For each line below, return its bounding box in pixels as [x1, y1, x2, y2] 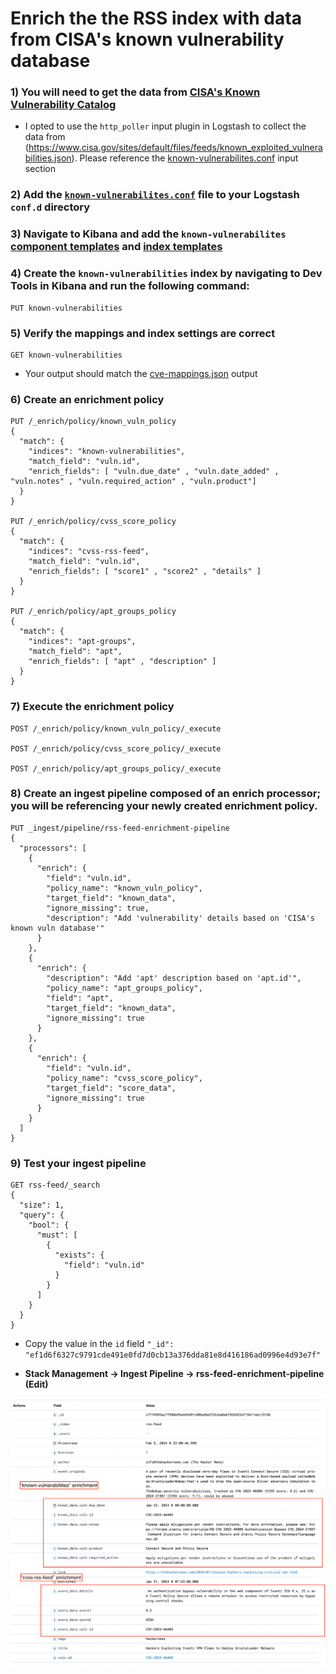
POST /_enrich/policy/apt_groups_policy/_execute [10, 763, 222, 774]
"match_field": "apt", [28, 647, 123, 657]
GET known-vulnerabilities [10, 350, 123, 360]
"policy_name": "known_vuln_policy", [46, 883, 203, 893]
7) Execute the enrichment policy [10, 700, 175, 714]
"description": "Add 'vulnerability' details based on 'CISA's [46, 913, 315, 923]
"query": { [19, 1210, 65, 1221]
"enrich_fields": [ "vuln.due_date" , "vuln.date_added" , [28, 467, 280, 477]
